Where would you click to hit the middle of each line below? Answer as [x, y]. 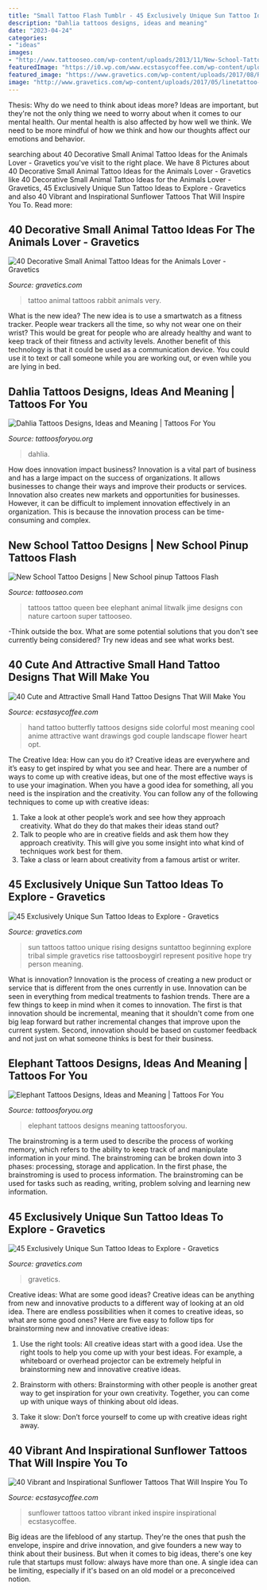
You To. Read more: [41, 204]
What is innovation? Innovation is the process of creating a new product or [130, 979]
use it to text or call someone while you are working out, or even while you [130, 358]
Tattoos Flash [43, 558]
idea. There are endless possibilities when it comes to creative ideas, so [126, 1312]
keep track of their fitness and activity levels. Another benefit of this [120, 341]
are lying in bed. [35, 367]
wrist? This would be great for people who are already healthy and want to [130, 333]
